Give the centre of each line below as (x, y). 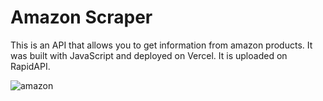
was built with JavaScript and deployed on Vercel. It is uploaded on (149, 55)
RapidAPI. (30, 66)
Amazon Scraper (81, 17)
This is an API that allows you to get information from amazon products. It (161, 45)
